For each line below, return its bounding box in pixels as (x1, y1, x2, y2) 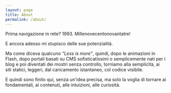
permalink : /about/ (5, 17, 47, 22)
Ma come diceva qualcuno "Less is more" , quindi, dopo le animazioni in (5, 50, 156, 56)
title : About (5, 12, 33, 17)
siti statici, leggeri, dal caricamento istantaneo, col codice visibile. (5, 67, 144, 73)
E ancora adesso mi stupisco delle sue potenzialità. (5, 41, 113, 47)
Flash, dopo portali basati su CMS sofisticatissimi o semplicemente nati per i (5, 56, 166, 62)
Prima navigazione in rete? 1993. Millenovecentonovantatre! (5, 31, 131, 37)
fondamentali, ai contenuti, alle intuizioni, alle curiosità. (5, 82, 121, 88)
